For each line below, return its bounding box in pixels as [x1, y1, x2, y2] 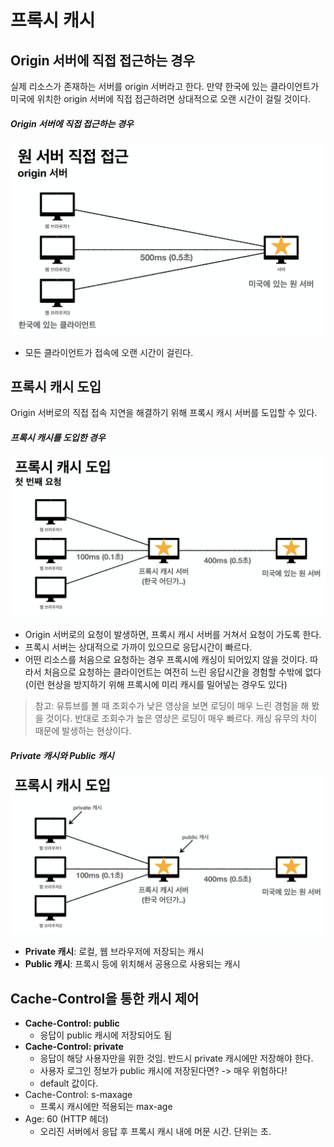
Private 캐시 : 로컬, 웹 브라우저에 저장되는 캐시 [24, 946, 205, 958]
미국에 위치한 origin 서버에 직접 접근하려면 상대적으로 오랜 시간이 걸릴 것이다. [10, 93, 312, 105]
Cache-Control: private [24, 1041, 124, 1053]
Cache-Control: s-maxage [24, 1089, 133, 1101]
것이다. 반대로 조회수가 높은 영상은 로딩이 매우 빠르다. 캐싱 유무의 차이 [45, 712, 318, 725]
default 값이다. [39, 1077, 99, 1090]
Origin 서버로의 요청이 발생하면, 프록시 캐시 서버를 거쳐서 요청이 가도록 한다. [24, 629, 322, 641]
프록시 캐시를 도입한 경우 [10, 432, 106, 444]
